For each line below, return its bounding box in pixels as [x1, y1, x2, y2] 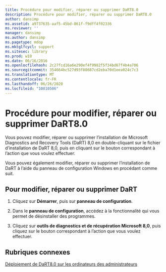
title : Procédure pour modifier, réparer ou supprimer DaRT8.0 [5, 7, 139, 12]
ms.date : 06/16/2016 [5, 58, 48, 63]
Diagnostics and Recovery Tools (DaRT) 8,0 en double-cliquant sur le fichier [5, 140, 161, 146]
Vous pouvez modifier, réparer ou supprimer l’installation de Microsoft [5, 135, 148, 140]
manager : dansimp [5, 30, 41, 35]
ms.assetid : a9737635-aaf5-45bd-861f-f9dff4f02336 [5, 21, 112, 26]
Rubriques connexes [5, 248, 70, 257]
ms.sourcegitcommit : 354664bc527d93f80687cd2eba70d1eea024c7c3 [5, 68, 139, 73]
